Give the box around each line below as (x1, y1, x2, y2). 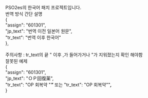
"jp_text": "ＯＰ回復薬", (5, 76, 54, 81)
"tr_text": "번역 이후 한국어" (5, 35, 62, 40)
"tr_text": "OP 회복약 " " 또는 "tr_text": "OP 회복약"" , (5, 82, 112, 88)
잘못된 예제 (5, 58, 28, 64)
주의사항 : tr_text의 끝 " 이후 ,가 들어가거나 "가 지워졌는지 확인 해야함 (5, 52, 143, 58)
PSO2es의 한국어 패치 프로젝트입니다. (5, 5, 82, 10)
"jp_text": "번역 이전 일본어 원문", (5, 28, 72, 34)
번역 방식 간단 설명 (5, 11, 43, 17)
